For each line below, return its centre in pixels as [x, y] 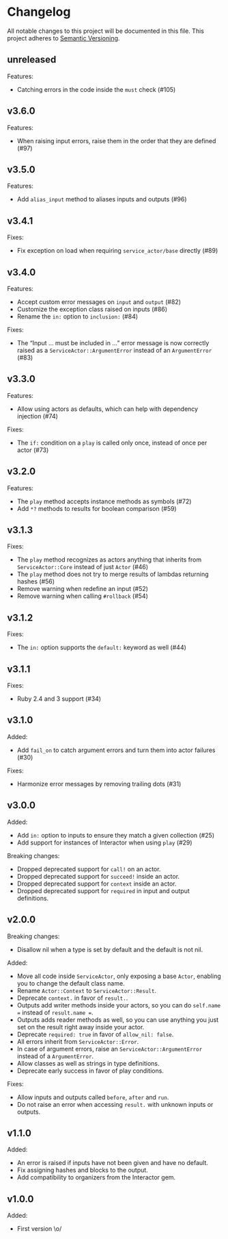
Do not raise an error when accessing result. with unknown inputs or [115, 1104]
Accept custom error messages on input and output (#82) [99, 302]
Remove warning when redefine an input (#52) [83, 589]
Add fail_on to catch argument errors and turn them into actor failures [116, 750]
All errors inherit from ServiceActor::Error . [78, 1041]
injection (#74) [37, 416]
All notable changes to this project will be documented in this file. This [106, 31]
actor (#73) [33, 450]
